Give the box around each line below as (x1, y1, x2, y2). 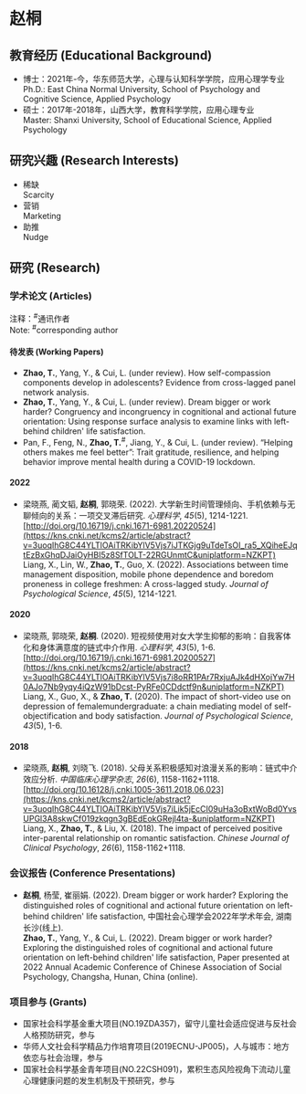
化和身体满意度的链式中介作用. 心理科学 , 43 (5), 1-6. (22, 642, 216, 653)
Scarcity (22, 189, 55, 200)
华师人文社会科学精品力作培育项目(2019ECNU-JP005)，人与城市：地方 (22, 1040, 290, 1051)
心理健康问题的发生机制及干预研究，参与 (22, 1075, 175, 1086)
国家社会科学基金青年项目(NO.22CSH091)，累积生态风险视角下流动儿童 (22, 1063, 291, 1074)
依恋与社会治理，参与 (22, 1052, 103, 1063)
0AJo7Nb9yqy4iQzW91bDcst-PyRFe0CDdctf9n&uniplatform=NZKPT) (22, 681, 285, 692)
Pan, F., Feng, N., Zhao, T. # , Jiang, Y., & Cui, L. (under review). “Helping (22, 436, 294, 447)
